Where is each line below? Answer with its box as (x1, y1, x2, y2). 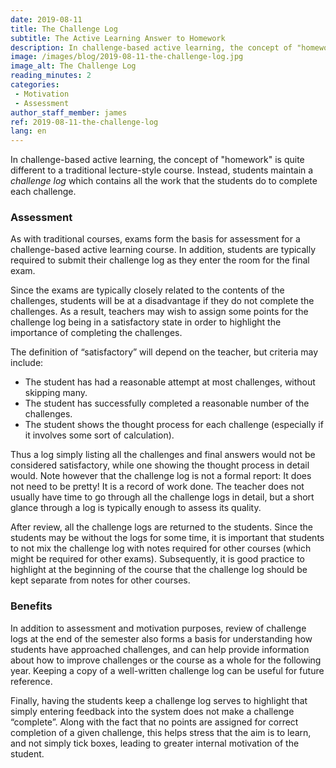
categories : (10, 80, 60, 90)
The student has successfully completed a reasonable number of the (24, 397, 310, 410)
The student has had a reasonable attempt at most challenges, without (24, 376, 316, 388)
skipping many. (24, 387, 88, 399)
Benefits (10, 599, 53, 613)
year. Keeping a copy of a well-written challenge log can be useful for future (10, 664, 325, 676)
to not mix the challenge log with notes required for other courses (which (10, 542, 312, 555)
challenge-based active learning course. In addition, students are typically (10, 244, 317, 256)
